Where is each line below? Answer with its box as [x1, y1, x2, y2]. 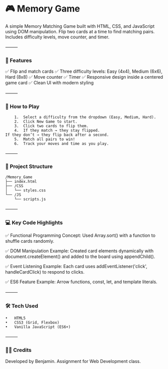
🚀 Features [5, 57, 32, 64]
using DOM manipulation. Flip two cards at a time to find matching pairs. [5, 28, 155, 34]
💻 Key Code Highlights [5, 219, 63, 226]
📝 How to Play [5, 103, 40, 110]
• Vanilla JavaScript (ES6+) [5, 325, 71, 330]
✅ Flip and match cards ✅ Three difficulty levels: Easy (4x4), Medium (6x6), [5, 68, 162, 75]
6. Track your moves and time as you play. [14, 141, 109, 146]
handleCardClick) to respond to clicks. [5, 269, 85, 275]
